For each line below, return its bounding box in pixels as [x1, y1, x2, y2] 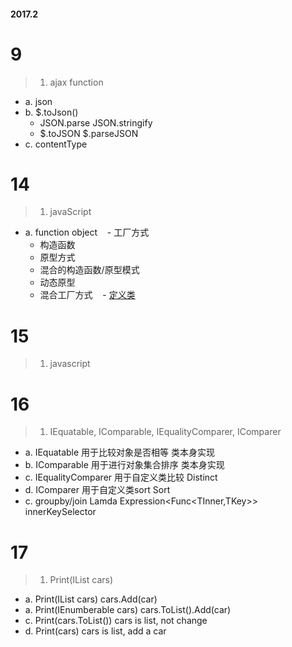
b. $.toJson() [24, 106, 79, 118]
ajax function [49, 76, 104, 88]
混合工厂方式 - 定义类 [39, 289, 136, 301]
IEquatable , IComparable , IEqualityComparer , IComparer [49, 426, 282, 438]
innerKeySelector [24, 506, 97, 518]
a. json [24, 95, 53, 107]
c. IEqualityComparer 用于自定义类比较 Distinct [24, 471, 218, 484]
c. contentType [24, 138, 88, 150]
